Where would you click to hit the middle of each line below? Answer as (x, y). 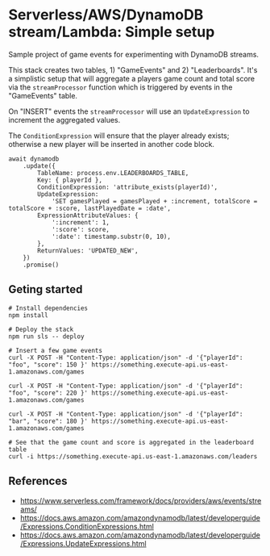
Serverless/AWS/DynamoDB (106, 15)
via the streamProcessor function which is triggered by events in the (120, 87)
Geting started (46, 289)
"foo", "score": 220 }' (48, 393)
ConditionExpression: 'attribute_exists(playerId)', (128, 187)
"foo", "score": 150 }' (48, 365)
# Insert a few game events (56, 350)
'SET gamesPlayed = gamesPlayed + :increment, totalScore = (154, 201)
